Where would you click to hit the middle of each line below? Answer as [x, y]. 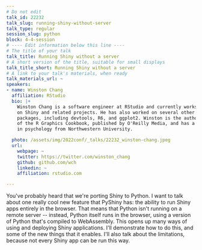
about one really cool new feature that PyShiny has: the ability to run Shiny [99, 203]
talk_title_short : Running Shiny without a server [71, 68]
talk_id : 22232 [25, 17]
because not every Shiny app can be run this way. [68, 240]
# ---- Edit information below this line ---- [66, 46]
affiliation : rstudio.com [50, 174]
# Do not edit [24, 12]
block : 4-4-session [31, 40]
